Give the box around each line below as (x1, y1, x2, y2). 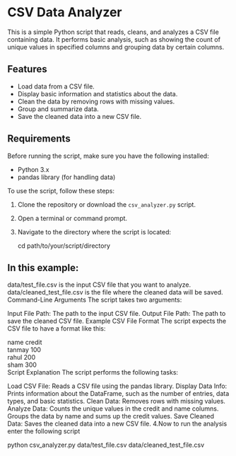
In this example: (7, 261, 79, 273)
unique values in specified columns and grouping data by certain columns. (7, 42, 225, 51)
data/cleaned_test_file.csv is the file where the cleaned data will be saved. (7, 288, 223, 297)
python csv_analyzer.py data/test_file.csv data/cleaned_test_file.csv (7, 440, 205, 450)
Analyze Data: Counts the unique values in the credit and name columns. (7, 404, 219, 413)
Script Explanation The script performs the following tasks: (7, 368, 179, 377)
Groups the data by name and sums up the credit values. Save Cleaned (7, 412, 214, 421)
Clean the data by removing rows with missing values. (17, 97, 175, 106)
